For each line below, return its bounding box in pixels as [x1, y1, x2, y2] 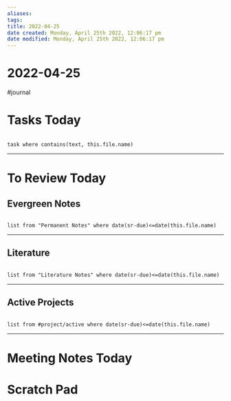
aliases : [7, 10, 32, 17]
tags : [7, 17, 23, 23]
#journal [7, 88, 31, 96]
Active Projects [7, 297, 74, 309]
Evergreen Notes [7, 198, 81, 209]
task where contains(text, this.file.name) [7, 141, 134, 148]
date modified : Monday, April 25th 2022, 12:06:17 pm [7, 36, 165, 43]
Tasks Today [7, 112, 81, 128]
